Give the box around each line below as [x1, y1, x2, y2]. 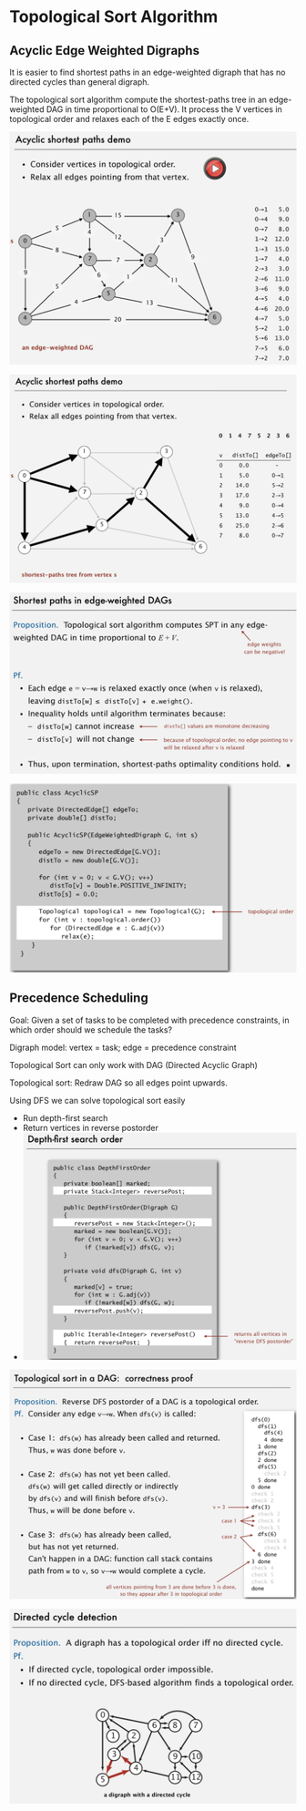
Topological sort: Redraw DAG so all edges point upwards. [9, 1077, 228, 1088]
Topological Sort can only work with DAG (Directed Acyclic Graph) [9, 1059, 258, 1070]
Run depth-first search [22, 1112, 108, 1123]
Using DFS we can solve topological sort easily [9, 1095, 186, 1106]
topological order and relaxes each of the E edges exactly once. [9, 114, 250, 124]
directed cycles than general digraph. [9, 77, 150, 87]
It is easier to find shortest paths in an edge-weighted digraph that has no [9, 67, 286, 77]
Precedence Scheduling [9, 991, 148, 1006]
